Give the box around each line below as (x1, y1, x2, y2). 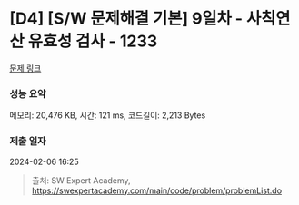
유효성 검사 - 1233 (27, 31, 158, 52)
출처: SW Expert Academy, (31, 174, 131, 186)
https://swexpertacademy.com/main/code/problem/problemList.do (31, 185, 283, 196)
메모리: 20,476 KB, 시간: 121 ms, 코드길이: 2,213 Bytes (9, 110, 206, 121)
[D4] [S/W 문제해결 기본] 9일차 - (9, 8, 244, 29)
